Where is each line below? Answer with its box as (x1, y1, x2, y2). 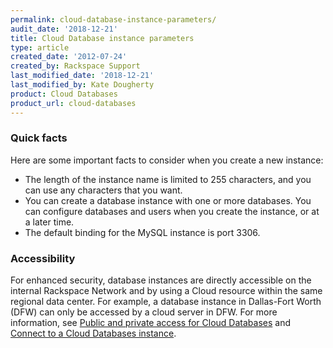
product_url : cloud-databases (10, 98, 137, 108)
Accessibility (10, 251, 76, 265)
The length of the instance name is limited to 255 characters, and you (24, 173, 312, 185)
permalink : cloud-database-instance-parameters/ (10, 14, 217, 25)
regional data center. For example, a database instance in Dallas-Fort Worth (10, 296, 322, 308)
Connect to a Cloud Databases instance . (10, 327, 177, 340)
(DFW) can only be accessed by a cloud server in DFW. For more (10, 306, 278, 318)
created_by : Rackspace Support (10, 61, 141, 71)
